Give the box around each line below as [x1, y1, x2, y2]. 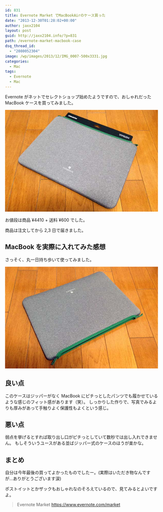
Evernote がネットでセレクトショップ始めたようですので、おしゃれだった [5, 93, 152, 99]
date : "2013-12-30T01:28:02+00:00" [5, 18, 77, 23]
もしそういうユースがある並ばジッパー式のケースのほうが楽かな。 [14, 440, 147, 446]
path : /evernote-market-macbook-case [5, 39, 81, 44]
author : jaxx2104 [5, 23, 40, 28]
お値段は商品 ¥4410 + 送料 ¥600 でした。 [5, 217, 88, 223]
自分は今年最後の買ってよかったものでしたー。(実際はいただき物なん [5, 470, 142, 476]
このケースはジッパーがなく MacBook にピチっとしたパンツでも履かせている [5, 393, 159, 399]
